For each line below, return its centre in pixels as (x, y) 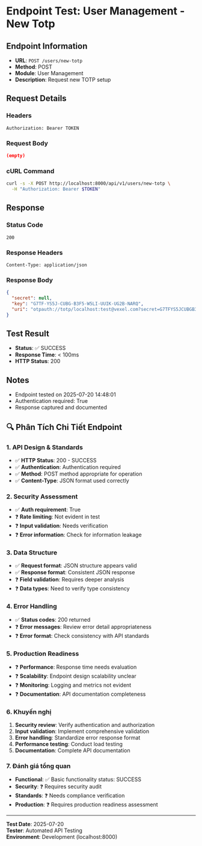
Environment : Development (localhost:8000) (62, 836)
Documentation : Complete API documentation (72, 750)
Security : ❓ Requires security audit (58, 786)
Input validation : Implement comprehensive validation (82, 731)
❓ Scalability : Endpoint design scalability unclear (75, 676)
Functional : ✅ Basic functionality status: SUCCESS (78, 779)
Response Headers (35, 253)
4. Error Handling (32, 607)
